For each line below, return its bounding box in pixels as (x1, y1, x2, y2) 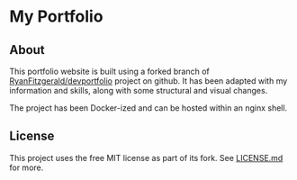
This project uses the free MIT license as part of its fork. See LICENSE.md (9, 152, 283, 163)
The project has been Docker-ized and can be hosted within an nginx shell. (9, 103, 288, 113)
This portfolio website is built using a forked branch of (9, 66, 210, 76)
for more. (9, 162, 44, 173)
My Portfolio (9, 6, 103, 27)
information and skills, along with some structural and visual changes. (9, 85, 268, 95)
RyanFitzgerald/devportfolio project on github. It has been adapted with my (9, 76, 288, 86)
